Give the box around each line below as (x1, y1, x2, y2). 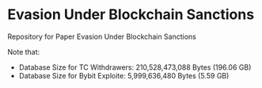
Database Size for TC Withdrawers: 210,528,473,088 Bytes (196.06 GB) (18, 62, 252, 72)
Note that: (7, 47, 40, 56)
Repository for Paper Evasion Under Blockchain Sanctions (7, 32, 197, 41)
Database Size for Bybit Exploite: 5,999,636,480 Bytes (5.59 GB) (18, 71, 230, 80)
